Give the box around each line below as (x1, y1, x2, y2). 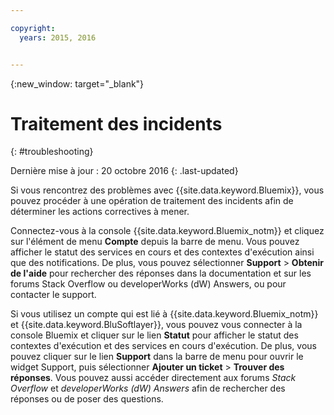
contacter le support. (10, 289, 97, 301)
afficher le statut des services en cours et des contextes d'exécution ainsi (10, 246, 315, 258)
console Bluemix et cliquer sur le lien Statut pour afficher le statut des (10, 329, 299, 341)
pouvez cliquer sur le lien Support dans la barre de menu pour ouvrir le (10, 351, 304, 363)
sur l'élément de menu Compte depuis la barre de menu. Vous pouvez (10, 236, 300, 248)
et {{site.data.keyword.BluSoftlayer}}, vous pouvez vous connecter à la (10, 319, 303, 331)
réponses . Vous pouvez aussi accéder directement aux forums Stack (10, 372, 297, 384)
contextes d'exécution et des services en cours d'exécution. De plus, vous (10, 340, 317, 352)
